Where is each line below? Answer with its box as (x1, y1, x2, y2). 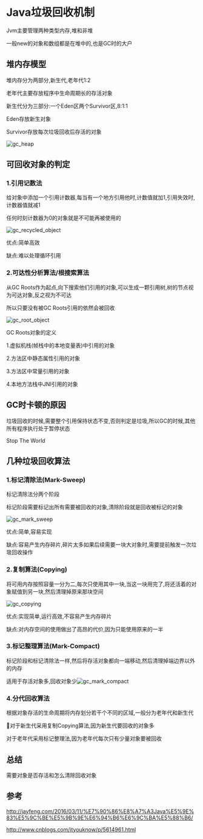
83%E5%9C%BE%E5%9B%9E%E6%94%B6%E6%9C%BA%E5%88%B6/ (6, 814, 193, 821)
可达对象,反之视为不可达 (11, 291, 72, 298)
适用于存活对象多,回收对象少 (6, 678, 78, 685)
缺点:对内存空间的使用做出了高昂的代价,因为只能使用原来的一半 (6, 625, 164, 633)
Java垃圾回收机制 (6, 5, 95, 19)
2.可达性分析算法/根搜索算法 (6, 268, 90, 277)
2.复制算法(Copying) (6, 565, 68, 574)
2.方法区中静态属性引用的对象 (6, 355, 81, 362)
